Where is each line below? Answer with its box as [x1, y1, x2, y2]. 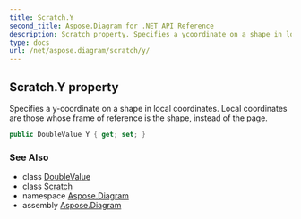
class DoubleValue [21, 172, 91, 182]
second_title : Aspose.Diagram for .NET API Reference [9, 21, 215, 30]
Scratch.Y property [9, 80, 119, 95]
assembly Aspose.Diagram [21, 200, 122, 211]
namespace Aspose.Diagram [21, 190, 130, 201]
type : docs [9, 38, 50, 47]
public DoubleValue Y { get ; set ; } [9, 130, 146, 139]
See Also [9, 151, 49, 164]
